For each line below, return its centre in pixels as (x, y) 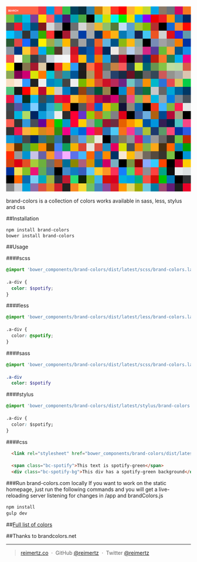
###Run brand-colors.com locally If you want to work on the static (86, 483)
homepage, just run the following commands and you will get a (82, 489)
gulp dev (17, 513)
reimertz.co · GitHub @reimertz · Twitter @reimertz (85, 553)
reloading (18, 496)
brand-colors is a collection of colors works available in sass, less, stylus (94, 201)
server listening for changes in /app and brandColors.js (97, 496)
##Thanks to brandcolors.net (41, 536)
